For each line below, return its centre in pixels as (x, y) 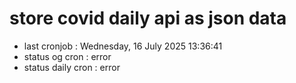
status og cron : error (67, 56)
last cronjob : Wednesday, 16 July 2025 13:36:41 (123, 46)
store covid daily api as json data (148, 18)
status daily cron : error (72, 67)
